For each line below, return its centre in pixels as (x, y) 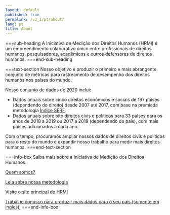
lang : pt (14, 24)
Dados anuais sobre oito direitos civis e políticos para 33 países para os (88, 116)
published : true (22, 15)
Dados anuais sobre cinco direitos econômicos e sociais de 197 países (86, 100)
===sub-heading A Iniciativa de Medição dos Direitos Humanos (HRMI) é (81, 43)
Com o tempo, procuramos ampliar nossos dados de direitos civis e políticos (85, 136)
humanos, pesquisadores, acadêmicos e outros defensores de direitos (79, 54)
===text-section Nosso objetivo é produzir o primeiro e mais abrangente (81, 69)
